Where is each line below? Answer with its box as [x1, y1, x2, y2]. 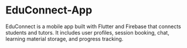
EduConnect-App [5, 4, 93, 17]
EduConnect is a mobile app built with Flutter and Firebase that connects [5, 23, 181, 30]
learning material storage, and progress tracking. [5, 35, 124, 42]
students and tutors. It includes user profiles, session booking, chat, [5, 29, 169, 36]
